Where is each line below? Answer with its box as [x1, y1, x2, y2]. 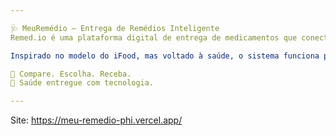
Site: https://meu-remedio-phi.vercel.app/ [10, 114, 183, 126]
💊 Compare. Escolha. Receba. [10, 69, 132, 79]
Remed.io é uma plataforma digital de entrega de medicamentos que [10, 32, 298, 43]
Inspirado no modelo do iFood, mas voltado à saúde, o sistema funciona [10, 51, 320, 61]
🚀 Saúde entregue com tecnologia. [10, 78, 155, 88]
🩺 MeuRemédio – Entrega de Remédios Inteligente [10, 23, 220, 33]
